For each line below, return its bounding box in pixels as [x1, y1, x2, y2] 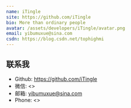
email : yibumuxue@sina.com [6, 31, 73, 37]
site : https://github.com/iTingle [6, 14, 91, 20]
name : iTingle [6, 8, 41, 15]
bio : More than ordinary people [6, 19, 86, 25]
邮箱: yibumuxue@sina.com [14, 90, 83, 97]
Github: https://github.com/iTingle [14, 75, 97, 83]
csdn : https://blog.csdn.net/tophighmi [6, 36, 104, 42]
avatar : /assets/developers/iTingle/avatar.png [6, 25, 126, 31]
